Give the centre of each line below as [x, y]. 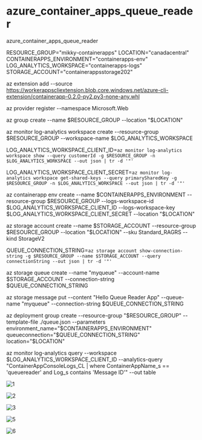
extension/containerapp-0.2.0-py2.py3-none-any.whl [73, 96]
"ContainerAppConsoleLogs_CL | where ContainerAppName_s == [88, 365]
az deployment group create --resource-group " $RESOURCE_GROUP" [94, 315]
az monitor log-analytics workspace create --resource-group [83, 132]
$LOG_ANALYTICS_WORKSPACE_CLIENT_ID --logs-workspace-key [91, 207]
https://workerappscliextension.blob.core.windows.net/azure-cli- [87, 90]
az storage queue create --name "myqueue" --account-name [83, 272]
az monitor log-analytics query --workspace [61, 353]
